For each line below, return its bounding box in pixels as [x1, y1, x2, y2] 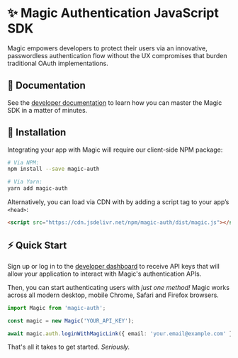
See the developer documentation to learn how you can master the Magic [7, 98, 222, 107]
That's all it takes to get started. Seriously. [7, 342, 130, 352]
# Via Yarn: [7, 179, 42, 186]
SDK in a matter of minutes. [7, 106, 88, 114]
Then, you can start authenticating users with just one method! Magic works [7, 283, 230, 291]
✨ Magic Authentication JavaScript [7, 5, 220, 21]
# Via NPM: [7, 159, 40, 166]
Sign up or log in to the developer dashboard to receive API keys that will [7, 262, 220, 270]
